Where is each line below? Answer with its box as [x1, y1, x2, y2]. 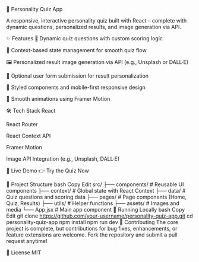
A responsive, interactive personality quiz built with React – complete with [6, 17, 187, 24]
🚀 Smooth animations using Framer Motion [6, 95, 110, 102]
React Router [6, 121, 38, 127]
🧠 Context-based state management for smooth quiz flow [6, 47, 147, 53]
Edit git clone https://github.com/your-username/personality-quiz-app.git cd [6, 212, 193, 219]
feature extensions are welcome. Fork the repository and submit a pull [6, 231, 178, 238]
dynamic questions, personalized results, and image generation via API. [6, 24, 181, 30]
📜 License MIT [6, 249, 42, 256]
